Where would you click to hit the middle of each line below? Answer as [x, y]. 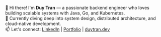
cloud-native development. [33, 23]
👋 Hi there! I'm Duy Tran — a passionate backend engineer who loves [77, 8]
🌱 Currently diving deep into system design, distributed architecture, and [80, 18]
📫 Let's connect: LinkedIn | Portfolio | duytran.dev [58, 29]
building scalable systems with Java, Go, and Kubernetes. [65, 13]
